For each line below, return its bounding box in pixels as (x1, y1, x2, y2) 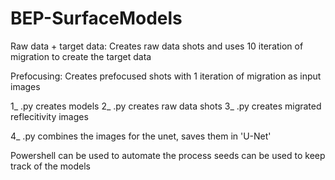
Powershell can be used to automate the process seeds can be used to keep (10, 149, 326, 161)
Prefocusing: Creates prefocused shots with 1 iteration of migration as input (10, 70, 322, 82)
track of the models (10, 160, 91, 172)
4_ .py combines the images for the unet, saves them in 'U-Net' (10, 130, 272, 142)
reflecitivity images (10, 110, 89, 122)
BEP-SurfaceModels (10, 7, 183, 30)
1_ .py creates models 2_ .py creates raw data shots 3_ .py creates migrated (10, 100, 322, 112)
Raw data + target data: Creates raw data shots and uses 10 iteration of (10, 40, 304, 52)
